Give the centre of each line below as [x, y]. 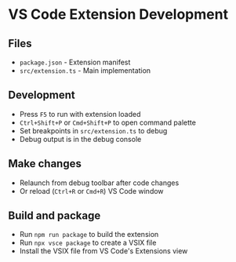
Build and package [54, 216]
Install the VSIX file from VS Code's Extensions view [103, 251]
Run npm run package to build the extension [89, 235]
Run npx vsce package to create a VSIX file [88, 243]
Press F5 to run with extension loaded [80, 114]
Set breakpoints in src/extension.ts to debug [93, 130]
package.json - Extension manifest [75, 62]
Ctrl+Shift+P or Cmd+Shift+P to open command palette [107, 122]
